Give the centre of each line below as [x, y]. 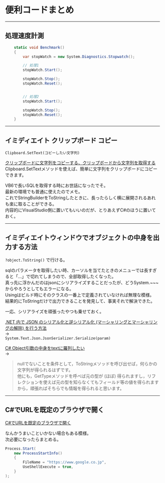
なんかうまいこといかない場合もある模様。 [48, 433]
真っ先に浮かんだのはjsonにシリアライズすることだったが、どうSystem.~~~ [82, 282]
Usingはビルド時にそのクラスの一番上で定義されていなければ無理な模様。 [80, 295]
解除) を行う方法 [30, 328]
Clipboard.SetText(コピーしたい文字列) [42, 153]
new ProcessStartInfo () [38, 453]
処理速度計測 [25, 36]
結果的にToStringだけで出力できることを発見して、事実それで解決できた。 [80, 301]
